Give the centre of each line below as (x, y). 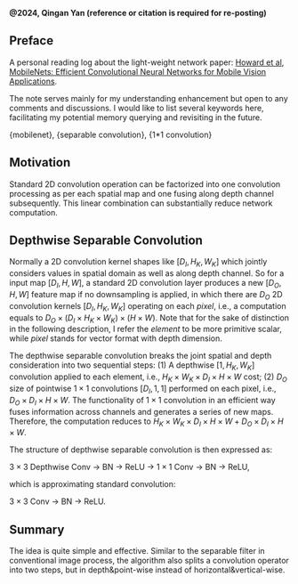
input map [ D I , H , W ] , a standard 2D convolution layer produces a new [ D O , (145, 284)
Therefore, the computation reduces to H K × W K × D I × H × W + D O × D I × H (146, 422)
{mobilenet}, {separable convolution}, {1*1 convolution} (111, 134)
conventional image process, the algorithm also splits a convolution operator (149, 561)
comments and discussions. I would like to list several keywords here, (137, 108)
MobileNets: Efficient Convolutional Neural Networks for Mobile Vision (138, 71)
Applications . (33, 81)
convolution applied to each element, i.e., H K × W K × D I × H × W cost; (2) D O (148, 378)
